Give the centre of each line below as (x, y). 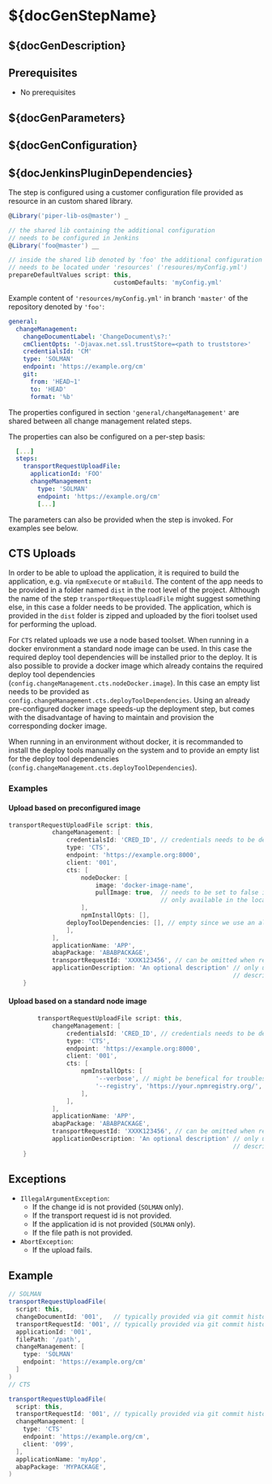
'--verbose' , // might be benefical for (164, 1079)
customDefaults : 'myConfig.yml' (168, 283)
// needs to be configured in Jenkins (74, 238)
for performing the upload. (53, 625)
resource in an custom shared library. (71, 201)
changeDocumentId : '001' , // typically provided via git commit (130, 1317)
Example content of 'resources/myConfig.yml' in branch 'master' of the (128, 298)
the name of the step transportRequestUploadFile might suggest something (134, 599)
